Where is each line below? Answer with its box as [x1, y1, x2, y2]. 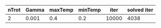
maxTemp [49, 6, 74, 13]
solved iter [127, 6, 153, 13]
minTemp [78, 6, 101, 13]
